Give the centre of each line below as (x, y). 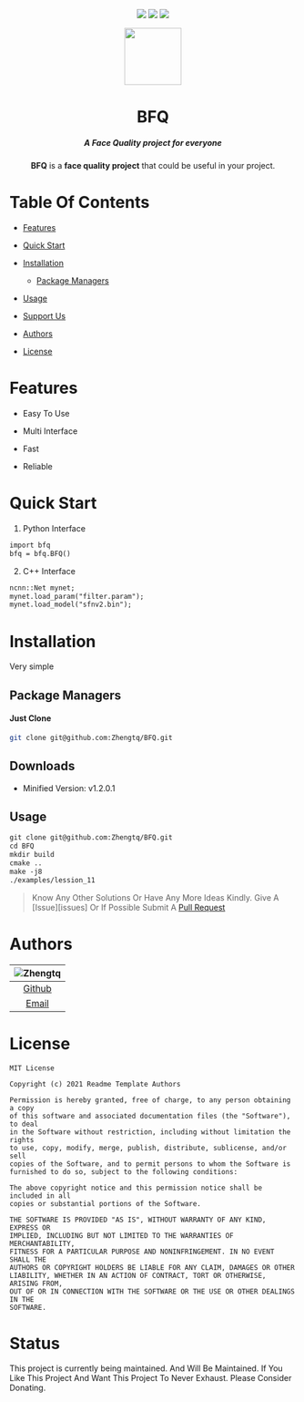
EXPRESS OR (30, 1227)
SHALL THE (28, 1259)
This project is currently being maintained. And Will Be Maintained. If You (147, 1368)
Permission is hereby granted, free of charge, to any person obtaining (150, 1100)
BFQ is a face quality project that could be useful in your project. (153, 166)
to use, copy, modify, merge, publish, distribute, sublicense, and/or (148, 1148)
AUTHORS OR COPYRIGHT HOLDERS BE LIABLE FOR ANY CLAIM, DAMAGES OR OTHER (152, 1267)
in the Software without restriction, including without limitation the (150, 1132)
